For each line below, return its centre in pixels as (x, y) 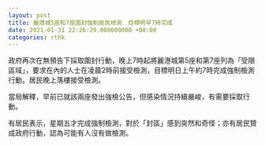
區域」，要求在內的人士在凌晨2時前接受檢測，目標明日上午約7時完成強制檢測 (131, 71)
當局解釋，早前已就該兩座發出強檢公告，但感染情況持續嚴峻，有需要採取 (125, 97)
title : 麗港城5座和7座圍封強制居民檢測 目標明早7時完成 (91, 23)
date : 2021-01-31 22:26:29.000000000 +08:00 (82, 30)
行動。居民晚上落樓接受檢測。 (56, 80)
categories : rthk (37, 37)
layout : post (30, 15)
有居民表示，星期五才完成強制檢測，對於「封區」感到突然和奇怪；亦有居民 (129, 123)
